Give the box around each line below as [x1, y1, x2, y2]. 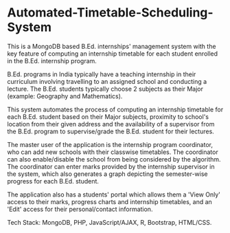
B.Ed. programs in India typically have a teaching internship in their [7, 70, 196, 78]
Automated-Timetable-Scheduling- [7, 5, 214, 21]
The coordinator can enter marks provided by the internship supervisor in [7, 162, 215, 170]
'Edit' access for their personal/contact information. [7, 205, 153, 213]
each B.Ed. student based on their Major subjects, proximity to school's [7, 112, 209, 121]
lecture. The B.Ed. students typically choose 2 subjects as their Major [7, 85, 204, 93]
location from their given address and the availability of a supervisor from [7, 120, 215, 128]
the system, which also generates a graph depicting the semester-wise [7, 170, 208, 178]
